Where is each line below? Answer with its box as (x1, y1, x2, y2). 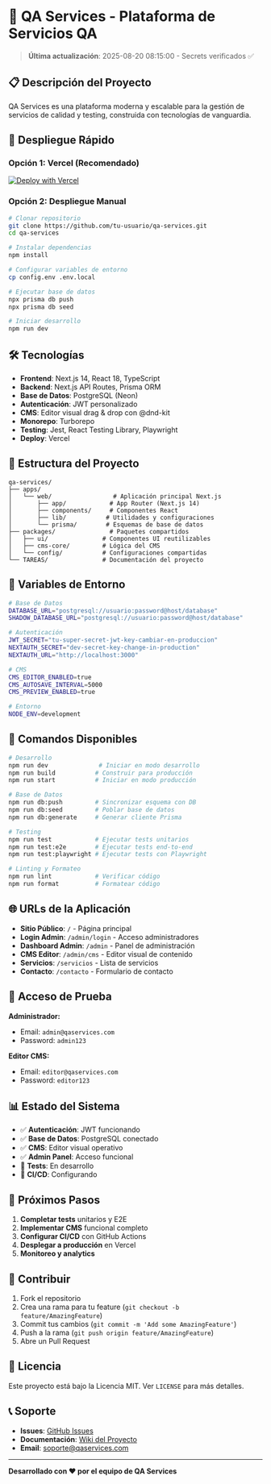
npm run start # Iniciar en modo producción (8, 776, 197, 784)
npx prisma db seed (8, 302, 74, 311)
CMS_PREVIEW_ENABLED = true (8, 688, 95, 696)
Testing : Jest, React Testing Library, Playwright (19, 425, 178, 434)
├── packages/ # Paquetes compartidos (8, 527, 190, 535)
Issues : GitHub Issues (19, 1426, 94, 1436)
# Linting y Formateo (8, 865, 81, 873)
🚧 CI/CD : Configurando (19, 1170, 98, 1179)
